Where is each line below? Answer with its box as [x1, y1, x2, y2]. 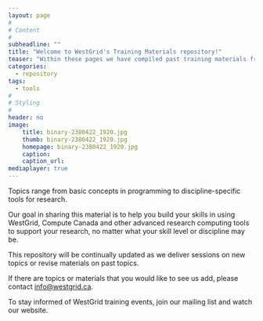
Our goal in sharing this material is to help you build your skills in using [8, 210, 236, 219]
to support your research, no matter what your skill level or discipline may [8, 227, 245, 235]
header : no [8, 114, 44, 122]
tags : [8, 77, 26, 85]
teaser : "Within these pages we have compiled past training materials [8, 56, 247, 64]
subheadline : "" [8, 41, 61, 49]
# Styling [8, 99, 41, 107]
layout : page [8, 11, 51, 20]
